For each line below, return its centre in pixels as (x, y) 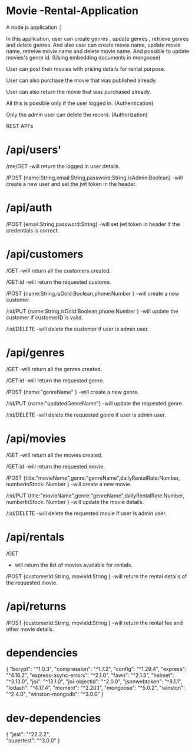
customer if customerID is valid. (45, 317)
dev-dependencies (54, 718)
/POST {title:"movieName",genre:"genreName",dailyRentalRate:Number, (93, 478)
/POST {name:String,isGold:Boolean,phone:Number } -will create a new (93, 293)
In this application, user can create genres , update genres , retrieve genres (97, 38)
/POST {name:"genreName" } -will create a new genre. (73, 392)
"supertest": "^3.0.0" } (33, 741)
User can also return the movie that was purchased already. (79, 91)
